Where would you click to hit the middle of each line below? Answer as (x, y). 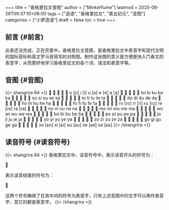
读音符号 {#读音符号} (38, 142)
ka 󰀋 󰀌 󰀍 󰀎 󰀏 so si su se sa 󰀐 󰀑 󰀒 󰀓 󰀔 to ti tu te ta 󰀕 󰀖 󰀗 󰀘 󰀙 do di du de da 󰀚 (83, 98)
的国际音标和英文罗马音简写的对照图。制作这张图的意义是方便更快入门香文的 (84, 56)
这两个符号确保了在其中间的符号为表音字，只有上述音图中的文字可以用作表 (82, 196)
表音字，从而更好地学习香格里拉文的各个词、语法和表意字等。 (69, 63)
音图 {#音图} (25, 80)
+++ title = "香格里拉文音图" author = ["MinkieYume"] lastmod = (71, 7)
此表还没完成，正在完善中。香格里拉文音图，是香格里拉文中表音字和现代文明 (84, 50)
